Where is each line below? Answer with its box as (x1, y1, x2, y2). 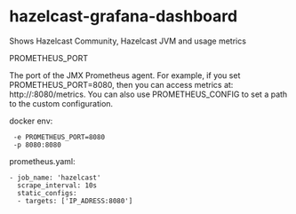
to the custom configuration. (9, 98, 114, 108)
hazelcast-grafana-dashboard (9, 6, 238, 27)
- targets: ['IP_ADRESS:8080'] (17, 196, 133, 205)
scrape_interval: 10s (17, 180, 98, 190)
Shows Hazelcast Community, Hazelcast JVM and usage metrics (9, 36, 247, 46)
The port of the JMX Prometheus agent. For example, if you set (9, 69, 241, 81)
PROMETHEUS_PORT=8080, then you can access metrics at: (9, 79, 234, 90)
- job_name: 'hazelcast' (9, 173, 101, 182)
